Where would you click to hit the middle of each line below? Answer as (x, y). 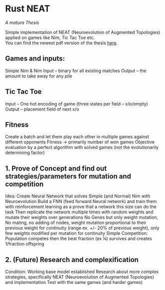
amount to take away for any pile (39, 76)
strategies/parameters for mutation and (68, 176)
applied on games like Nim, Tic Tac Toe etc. (50, 37)
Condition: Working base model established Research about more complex (82, 271)
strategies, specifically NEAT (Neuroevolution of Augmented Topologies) (80, 277)
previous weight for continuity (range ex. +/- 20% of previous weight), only (82, 228)
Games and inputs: (35, 59)
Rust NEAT (28, 9)
